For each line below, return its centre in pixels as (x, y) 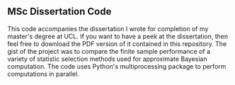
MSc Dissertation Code (59, 12)
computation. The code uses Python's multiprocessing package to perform (117, 66)
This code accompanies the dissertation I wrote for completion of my (108, 28)
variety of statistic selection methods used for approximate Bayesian (107, 59)
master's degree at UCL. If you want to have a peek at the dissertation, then (118, 36)
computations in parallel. (43, 74)
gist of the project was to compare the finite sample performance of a (109, 51)
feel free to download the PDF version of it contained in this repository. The (117, 44)
